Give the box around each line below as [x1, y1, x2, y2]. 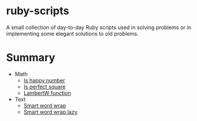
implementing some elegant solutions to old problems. [6, 30, 139, 37]
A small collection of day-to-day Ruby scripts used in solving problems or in [6, 24, 192, 31]
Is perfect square [23, 83, 66, 90]
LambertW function [23, 89, 71, 96]
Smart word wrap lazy [23, 108, 78, 115]
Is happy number [23, 77, 65, 84]
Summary [6, 51, 55, 65]
